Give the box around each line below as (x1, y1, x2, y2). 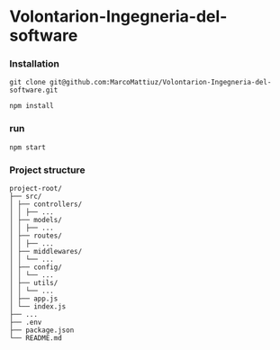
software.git (9, 85, 59, 95)
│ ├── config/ (9, 263, 63, 272)
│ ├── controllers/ (9, 200, 83, 209)
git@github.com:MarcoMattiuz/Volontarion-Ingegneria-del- (49, 78, 272, 87)
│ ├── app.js (9, 294, 59, 303)
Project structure (9, 164, 86, 176)
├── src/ (9, 192, 42, 202)
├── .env (9, 318, 42, 328)
